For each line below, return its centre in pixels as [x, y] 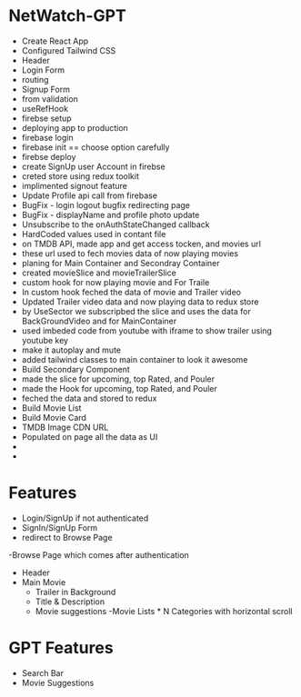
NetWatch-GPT [67, 16]
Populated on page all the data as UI [90, 436]
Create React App [55, 41]
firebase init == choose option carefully [95, 147]
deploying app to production [75, 127]
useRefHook [45, 108]
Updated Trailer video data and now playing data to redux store [140, 302]
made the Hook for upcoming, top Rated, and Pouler [119, 388]
